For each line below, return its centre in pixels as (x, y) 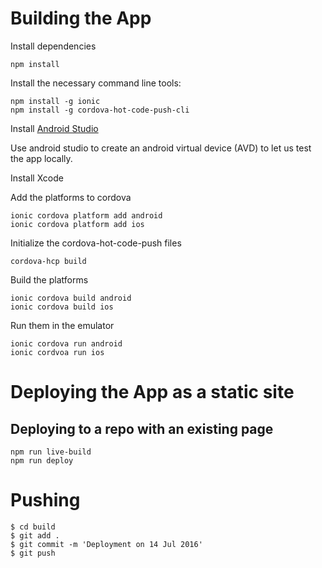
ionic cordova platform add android (86, 215)
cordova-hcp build (48, 261)
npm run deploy (42, 460)
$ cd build (33, 527)
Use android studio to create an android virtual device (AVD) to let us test (161, 148)
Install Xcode (37, 178)
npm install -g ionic (55, 101)
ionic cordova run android (66, 343)
